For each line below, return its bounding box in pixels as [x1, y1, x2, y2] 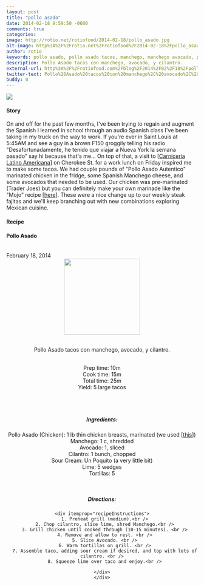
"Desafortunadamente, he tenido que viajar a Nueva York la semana [6, 146, 176, 154]
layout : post [6, 9, 39, 15]
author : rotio [6, 49, 42, 55]
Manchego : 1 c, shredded [70, 438, 134, 445]
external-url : [6, 65, 42, 72]
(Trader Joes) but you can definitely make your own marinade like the [6, 185, 180, 192]
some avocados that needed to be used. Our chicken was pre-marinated [6, 179, 188, 186]
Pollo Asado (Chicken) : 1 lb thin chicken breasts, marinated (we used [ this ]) [8, 431, 196, 438]
